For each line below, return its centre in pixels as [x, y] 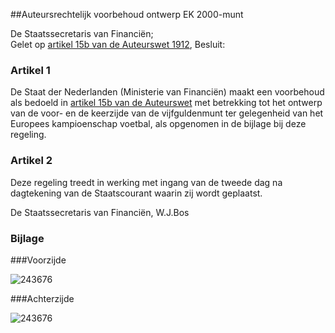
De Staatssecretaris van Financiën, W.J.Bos [100, 212]
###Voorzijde [38, 260]
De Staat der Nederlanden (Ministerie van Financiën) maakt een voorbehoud [167, 92]
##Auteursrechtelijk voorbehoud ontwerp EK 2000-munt [127, 14]
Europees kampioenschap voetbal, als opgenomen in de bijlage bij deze [158, 124]
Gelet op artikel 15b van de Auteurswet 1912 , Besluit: [118, 44]
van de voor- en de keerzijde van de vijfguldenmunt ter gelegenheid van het [167, 113]
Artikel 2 [31, 161]
